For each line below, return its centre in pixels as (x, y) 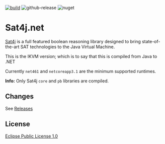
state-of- (151, 41)
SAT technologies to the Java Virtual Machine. (68, 47)
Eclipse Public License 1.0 (32, 136)
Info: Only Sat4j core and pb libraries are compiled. (57, 81)
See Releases (19, 108)
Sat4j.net (25, 28)
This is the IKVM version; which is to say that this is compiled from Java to (81, 56)
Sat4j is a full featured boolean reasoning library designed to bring (73, 41)
